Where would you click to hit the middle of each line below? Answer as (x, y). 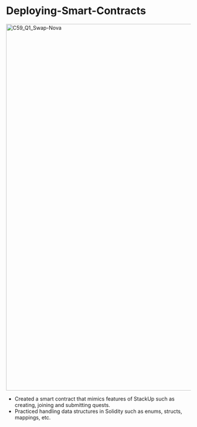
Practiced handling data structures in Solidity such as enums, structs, (98, 411)
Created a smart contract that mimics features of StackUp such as (94, 399)
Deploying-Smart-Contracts (76, 11)
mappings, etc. (33, 417)
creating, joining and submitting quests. (62, 405)
